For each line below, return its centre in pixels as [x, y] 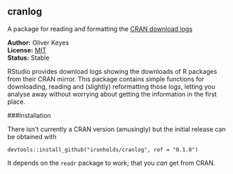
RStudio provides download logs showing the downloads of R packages [112, 71]
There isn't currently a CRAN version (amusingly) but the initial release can [116, 129]
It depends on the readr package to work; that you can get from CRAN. [111, 163]
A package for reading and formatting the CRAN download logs [100, 28]
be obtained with [32, 136]
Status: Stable [28, 58]
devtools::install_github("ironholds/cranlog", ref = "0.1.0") [103, 149]
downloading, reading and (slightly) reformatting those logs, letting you [111, 86]
